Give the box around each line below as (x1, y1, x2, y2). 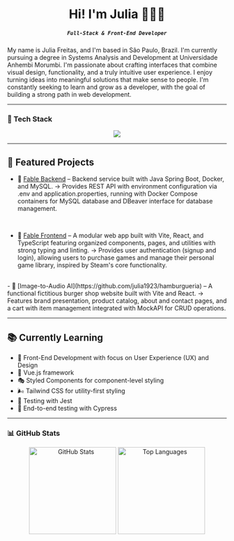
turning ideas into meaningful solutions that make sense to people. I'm (7, 76, 209, 84)
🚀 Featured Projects (7, 156, 95, 168)
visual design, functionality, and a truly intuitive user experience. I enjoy (7, 68, 213, 77)
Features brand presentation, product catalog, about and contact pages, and (7, 297, 228, 305)
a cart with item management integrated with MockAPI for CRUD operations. (7, 304, 226, 313)
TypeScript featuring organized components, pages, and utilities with (17, 239, 216, 247)
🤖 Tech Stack (7, 114, 53, 124)
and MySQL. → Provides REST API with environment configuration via (17, 182, 217, 191)
